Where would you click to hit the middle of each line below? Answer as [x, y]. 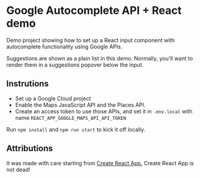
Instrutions [28, 84]
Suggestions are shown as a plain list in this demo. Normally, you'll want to [100, 58]
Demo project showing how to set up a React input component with [91, 40]
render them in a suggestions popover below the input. [75, 65]
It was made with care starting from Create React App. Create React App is [100, 163]
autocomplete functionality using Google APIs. [64, 47]
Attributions [30, 149]
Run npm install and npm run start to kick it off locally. [76, 129]
